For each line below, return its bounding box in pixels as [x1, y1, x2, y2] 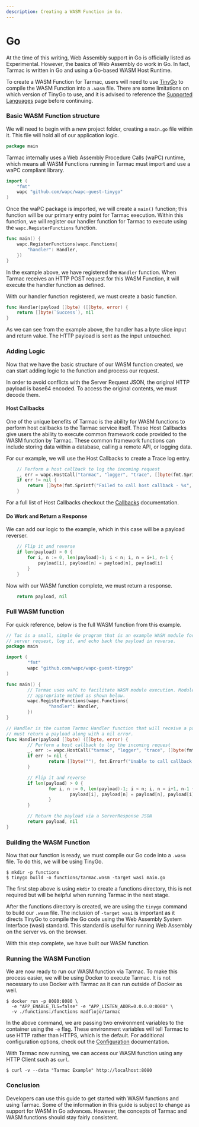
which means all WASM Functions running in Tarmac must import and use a [6, 160, 191, 167]
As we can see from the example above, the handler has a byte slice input [6, 326, 187, 333]
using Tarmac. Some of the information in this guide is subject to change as [6, 1101, 191, 1108]
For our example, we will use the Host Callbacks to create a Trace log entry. [6, 454, 191, 462]
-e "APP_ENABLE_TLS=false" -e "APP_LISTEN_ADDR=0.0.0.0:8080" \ [11, 1003, 174, 1010]
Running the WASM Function [6, 955, 91, 963]
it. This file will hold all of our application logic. [6, 131, 120, 138]
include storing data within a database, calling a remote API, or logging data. [6, 443, 192, 450]
